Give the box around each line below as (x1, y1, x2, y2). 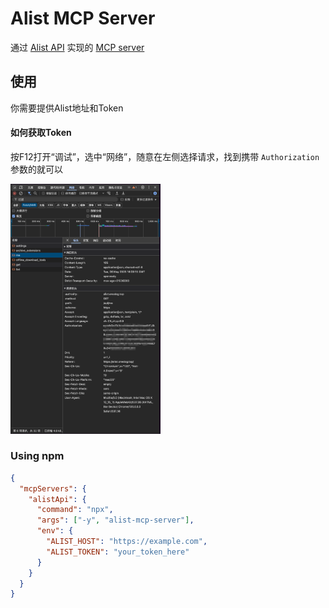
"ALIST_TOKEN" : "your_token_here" (46, 547, 190, 557)
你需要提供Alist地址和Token (10, 102, 124, 114)
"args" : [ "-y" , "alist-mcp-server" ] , (36, 515, 195, 526)
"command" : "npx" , (36, 505, 114, 515)
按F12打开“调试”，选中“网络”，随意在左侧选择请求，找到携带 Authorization (10, 150, 320, 162)
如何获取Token (10, 127, 72, 139)
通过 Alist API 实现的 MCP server (10, 41, 145, 53)
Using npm (10, 449, 65, 463)
